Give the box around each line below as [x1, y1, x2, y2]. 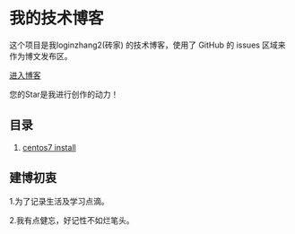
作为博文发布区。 [9, 50, 73, 61]
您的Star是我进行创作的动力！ [9, 89, 119, 100]
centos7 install [22, 142, 76, 152]
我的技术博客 [9, 8, 105, 29]
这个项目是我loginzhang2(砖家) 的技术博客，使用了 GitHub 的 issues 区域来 [9, 39, 286, 50]
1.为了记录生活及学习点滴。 [9, 195, 109, 206]
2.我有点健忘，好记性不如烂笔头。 [9, 214, 134, 225]
